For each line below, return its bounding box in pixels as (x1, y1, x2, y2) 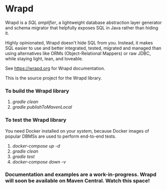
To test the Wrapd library (5, 117, 67, 124)
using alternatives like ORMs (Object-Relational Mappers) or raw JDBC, (5, 50, 151, 56)
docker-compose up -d (12, 143, 61, 149)
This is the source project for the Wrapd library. (5, 75, 102, 81)
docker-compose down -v (12, 159, 66, 165)
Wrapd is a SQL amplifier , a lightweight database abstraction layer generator (5, 19, 162, 25)
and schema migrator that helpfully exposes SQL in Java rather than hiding (5, 24, 159, 30)
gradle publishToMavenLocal (12, 104, 72, 110)
